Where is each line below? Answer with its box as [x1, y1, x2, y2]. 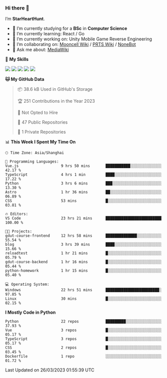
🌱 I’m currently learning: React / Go [12, 31, 85, 37]
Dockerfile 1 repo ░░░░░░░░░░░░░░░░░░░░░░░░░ [5, 354, 162, 359]
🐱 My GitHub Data [5, 76, 45, 82]
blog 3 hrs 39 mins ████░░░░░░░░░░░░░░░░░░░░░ [5, 242, 162, 247]
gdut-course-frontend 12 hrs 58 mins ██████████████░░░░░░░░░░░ [5, 233, 162, 238]
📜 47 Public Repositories [17, 119, 68, 125]
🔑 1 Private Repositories [17, 129, 66, 135]
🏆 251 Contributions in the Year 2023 [17, 98, 95, 104]
